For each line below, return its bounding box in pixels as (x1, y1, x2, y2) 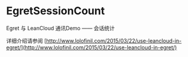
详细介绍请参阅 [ (6, 37, 47, 44)
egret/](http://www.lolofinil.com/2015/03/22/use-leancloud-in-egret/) (6, 43, 177, 51)
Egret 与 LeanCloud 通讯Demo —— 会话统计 (6, 24, 115, 31)
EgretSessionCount (6, 4, 105, 18)
